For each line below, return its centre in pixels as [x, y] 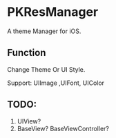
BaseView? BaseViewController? [63, 128]
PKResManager [53, 12]
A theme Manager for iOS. [44, 31]
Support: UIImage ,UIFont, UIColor [56, 83]
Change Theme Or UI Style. [46, 69]
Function [27, 53]
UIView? [29, 121]
